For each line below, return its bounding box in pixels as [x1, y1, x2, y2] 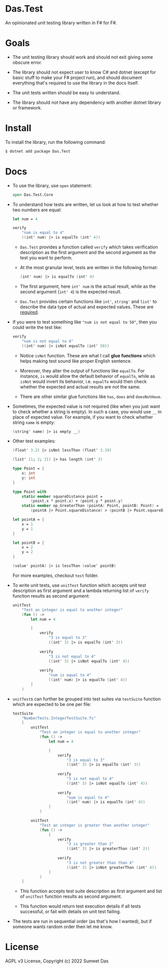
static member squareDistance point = [22, 494, 103, 499]
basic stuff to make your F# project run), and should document [12, 74, 142, 81]
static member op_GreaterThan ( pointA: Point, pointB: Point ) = [22, 503, 159, 508]
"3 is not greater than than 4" [66, 860, 134, 865]
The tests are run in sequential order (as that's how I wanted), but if [12, 918, 152, 925]
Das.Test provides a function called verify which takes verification [20, 244, 158, 250]
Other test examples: [12, 438, 56, 444]
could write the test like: [12, 324, 62, 330]
